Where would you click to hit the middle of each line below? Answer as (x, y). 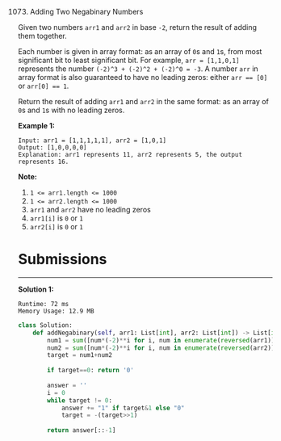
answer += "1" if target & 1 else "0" (123, 408)
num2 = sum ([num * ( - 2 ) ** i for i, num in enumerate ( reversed (149, 348)
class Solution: (45, 325)
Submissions (63, 260)
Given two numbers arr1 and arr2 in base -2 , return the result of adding (138, 27)
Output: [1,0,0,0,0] (53, 148)
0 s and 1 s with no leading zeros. (71, 110)
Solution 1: (36, 289)
